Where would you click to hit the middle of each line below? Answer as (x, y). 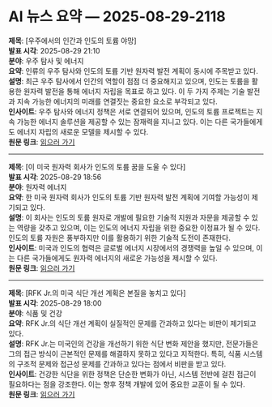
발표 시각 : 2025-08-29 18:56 (55, 177)
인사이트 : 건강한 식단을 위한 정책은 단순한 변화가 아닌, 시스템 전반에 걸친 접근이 (132, 374)
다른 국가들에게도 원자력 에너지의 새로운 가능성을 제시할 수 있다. (117, 258)
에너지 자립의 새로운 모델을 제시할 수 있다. (83, 131)
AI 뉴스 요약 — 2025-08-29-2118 (117, 17)
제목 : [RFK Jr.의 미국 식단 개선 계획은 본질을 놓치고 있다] (97, 293)
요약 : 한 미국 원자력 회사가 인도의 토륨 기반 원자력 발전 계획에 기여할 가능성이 (129, 197)
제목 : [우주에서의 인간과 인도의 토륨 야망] (72, 41)
